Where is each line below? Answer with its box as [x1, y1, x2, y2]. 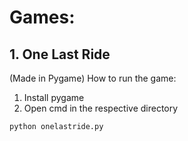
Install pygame [23, 92, 85, 103]
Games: [9, 6, 76, 29]
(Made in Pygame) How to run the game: [9, 72, 177, 84]
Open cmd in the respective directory [23, 102, 179, 114]
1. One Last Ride [9, 46, 111, 63]
